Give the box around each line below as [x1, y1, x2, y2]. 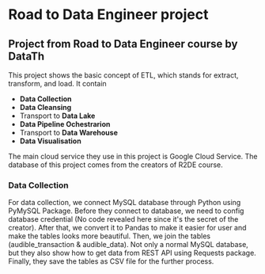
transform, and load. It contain [8, 79, 107, 88]
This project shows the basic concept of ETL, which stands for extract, [8, 70, 239, 80]
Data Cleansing [19, 103, 72, 112]
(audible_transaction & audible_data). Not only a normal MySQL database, [8, 240, 249, 249]
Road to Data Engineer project [8, 6, 209, 24]
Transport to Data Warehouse [19, 128, 119, 137]
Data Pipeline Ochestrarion [19, 120, 111, 128]
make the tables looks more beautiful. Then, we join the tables [8, 231, 211, 241]
